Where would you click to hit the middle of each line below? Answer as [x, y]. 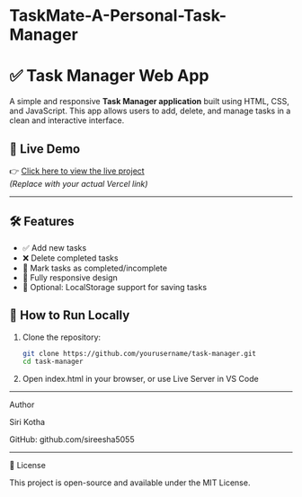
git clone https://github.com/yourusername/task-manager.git [139, 353]
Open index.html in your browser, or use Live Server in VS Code [140, 379]
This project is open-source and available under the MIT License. [130, 483]
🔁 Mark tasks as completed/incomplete [95, 268]
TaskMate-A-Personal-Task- [118, 16]
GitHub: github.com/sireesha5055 [72, 439]
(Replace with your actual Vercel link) [79, 183]
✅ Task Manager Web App [109, 76]
